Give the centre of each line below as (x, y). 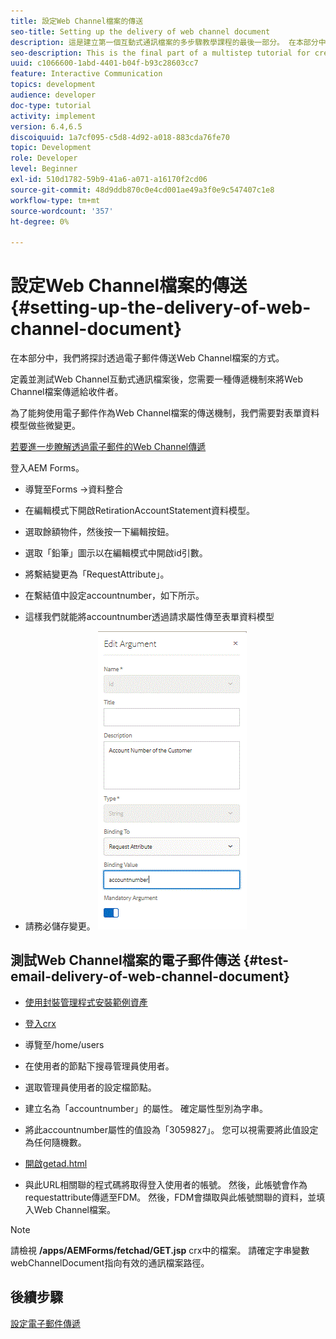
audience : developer (53, 95)
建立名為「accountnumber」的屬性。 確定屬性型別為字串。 (146, 1108)
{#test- (266, 960)
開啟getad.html (56, 1163)
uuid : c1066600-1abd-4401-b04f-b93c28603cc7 (104, 63)
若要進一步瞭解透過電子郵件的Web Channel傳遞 (108, 447)
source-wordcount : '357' (62, 211)
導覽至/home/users (64, 1044)
